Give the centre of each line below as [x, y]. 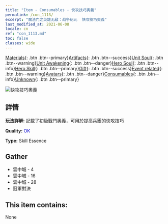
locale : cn [17, 29]
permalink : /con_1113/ [29, 15]
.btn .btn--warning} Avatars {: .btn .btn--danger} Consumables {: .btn [76, 74]
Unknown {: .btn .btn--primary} [47, 79]
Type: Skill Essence [26, 141]
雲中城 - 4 [23, 170]
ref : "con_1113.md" [26, 34]
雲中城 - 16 [24, 176]
